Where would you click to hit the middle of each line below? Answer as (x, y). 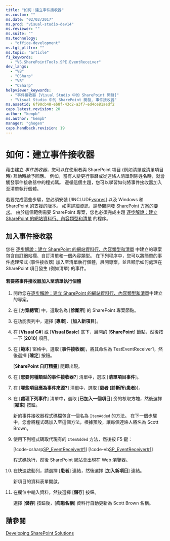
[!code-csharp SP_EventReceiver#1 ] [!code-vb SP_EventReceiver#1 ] (83, 450)
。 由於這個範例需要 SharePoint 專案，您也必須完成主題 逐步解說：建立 (84, 212)
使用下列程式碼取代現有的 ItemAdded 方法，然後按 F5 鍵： (73, 439)
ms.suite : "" (19, 34)
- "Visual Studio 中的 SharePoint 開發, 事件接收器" (63, 100)
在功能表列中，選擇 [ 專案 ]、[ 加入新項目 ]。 (57, 321)
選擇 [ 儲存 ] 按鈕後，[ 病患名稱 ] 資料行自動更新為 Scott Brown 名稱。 (83, 503)
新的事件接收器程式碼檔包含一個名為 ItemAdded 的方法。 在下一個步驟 (85, 416)
